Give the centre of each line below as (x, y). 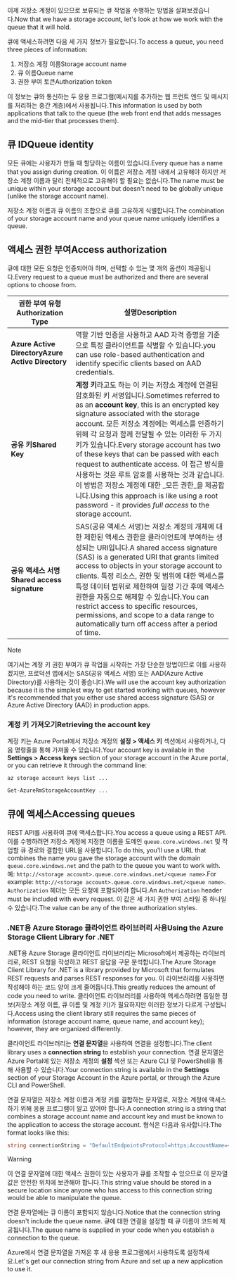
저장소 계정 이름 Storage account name (72, 64)
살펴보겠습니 (192, 10)
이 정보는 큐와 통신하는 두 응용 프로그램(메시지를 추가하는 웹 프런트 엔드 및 (109, 96)
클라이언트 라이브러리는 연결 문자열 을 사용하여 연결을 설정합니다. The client (110, 1043)
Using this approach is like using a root (154, 496)
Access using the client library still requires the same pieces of (105, 1013)
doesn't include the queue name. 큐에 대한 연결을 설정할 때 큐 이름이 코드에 (113, 1221)
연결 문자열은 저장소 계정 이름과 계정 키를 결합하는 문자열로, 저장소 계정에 (107, 1100)
